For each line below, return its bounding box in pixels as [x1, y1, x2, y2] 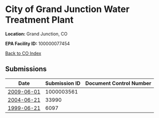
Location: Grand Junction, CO [5, 31, 68, 37]
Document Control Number [85, 79, 151, 86]
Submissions [5, 65, 47, 73]
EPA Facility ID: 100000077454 [5, 40, 70, 46]
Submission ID [45, 79, 81, 86]
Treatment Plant [5, 14, 74, 26]
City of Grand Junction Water [5, 4, 130, 15]
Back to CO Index [5, 50, 42, 56]
